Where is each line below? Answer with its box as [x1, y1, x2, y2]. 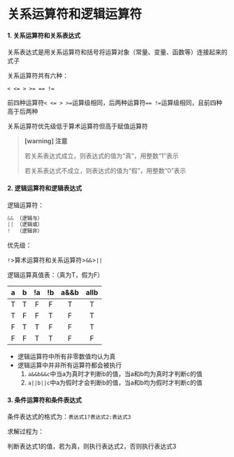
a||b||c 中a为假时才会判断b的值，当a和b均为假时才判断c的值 [27, 378, 203, 387]
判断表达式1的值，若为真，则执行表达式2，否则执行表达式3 [7, 442, 177, 451]
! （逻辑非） [7, 227, 43, 234]
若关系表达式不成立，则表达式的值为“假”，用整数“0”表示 [24, 167, 187, 175]
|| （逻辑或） [7, 221, 43, 228]
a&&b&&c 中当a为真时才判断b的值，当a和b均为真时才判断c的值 [27, 370, 203, 378]
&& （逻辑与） [7, 214, 43, 222]
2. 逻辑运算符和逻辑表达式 [7, 183, 82, 192]
